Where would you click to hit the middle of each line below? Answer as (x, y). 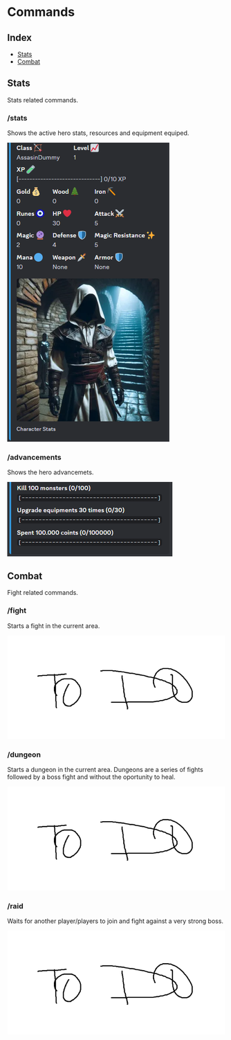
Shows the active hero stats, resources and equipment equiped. (98, 133)
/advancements (34, 458)
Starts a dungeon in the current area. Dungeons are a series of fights (105, 770)
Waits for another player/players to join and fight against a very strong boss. (115, 921)
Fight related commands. (43, 593)
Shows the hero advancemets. (50, 472)
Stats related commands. (43, 100)
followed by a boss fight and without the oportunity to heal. (91, 777)
